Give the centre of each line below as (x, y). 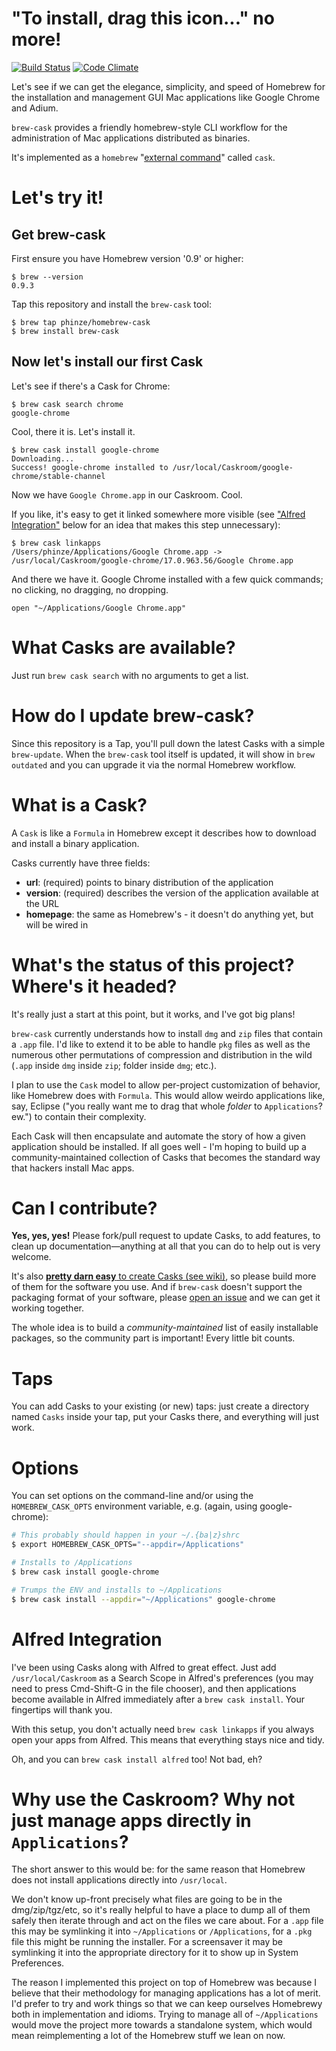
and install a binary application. (75, 843)
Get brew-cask (58, 234)
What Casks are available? (123, 647)
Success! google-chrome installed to (90, 467)
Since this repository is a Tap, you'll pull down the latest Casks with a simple (168, 743)
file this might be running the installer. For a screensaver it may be (147, 1942)
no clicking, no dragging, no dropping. (90, 589)
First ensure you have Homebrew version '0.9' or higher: (127, 258)
